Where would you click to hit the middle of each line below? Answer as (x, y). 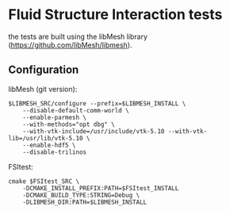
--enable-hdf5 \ (50, 145)
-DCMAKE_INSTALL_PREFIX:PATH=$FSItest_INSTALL (101, 188)
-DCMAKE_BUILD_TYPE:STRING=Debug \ (81, 195)
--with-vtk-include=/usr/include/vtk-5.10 (94, 131)
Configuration (44, 70)
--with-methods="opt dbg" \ (69, 124)
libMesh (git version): (43, 89)
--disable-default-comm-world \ (76, 110)
